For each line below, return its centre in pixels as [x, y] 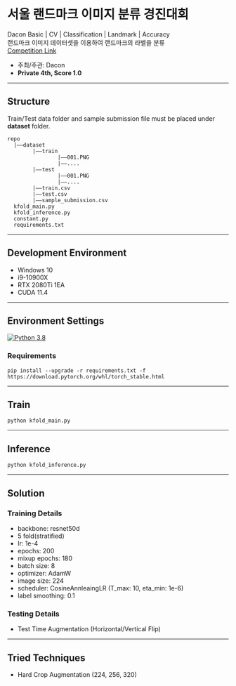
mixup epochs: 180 [45, 558]
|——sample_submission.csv [71, 200]
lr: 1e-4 [28, 543]
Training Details [35, 513]
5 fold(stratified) [41, 536]
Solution [26, 493]
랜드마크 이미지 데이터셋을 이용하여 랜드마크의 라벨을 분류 [86, 42]
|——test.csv [50, 194]
